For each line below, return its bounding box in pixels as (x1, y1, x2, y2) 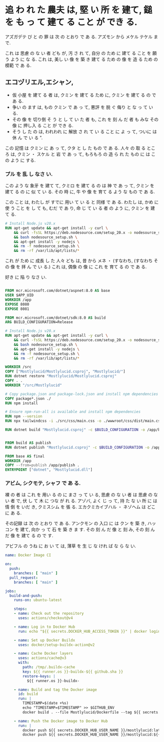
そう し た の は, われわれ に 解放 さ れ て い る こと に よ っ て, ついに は (12, 128, 157, 134)
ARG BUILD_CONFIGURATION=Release (5, 320, 73, 325)
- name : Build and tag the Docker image (14, 687, 97, 692)
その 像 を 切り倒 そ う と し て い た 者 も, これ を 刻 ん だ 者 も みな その (12, 116, 159, 122)
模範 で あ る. (5, 62, 32, 68)
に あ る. (5, 510, 22, 516)
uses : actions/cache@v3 (18, 656, 67, 660)
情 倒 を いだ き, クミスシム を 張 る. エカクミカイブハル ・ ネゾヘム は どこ (5, 504, 156, 510)
